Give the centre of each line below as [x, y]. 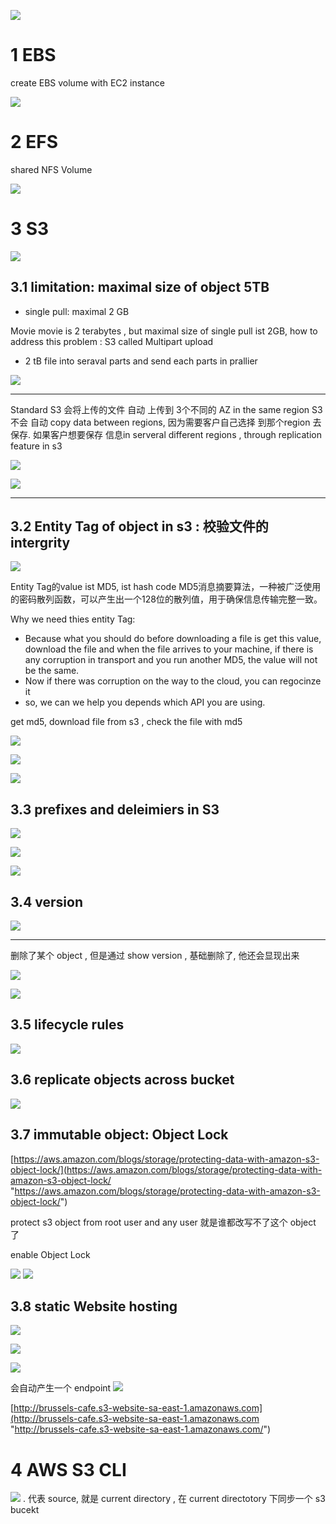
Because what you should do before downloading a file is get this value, [173, 639]
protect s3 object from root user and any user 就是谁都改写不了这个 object [163, 1222]
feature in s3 [36, 446]
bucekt [25, 1510]
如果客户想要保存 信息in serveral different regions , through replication [177, 434]
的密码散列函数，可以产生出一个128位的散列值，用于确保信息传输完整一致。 [166, 599]
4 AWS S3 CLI [68, 1469]
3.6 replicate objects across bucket [122, 1080]
